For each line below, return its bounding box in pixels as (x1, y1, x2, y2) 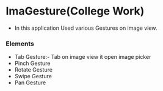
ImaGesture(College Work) (5, 4, 145, 18)
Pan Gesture (14, 79, 46, 86)
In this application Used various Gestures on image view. (14, 24, 158, 32)
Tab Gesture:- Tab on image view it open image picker (14, 53, 151, 61)
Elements (5, 39, 35, 48)
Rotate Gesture (14, 66, 53, 73)
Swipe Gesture (14, 73, 53, 80)
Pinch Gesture (14, 59, 51, 67)
